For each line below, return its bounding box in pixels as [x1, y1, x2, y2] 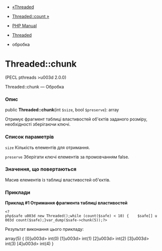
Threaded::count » [12, 14, 49, 19]
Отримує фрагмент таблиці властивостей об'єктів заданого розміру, [5, 116, 147, 122]
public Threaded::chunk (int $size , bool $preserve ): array [5, 107, 119, 113]
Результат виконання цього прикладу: [5, 226, 84, 232]
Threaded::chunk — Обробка [5, 84, 65, 89]
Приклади [5, 189, 31, 195]
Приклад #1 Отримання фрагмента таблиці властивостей [5, 200, 128, 206]
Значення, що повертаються [5, 166, 77, 173]
